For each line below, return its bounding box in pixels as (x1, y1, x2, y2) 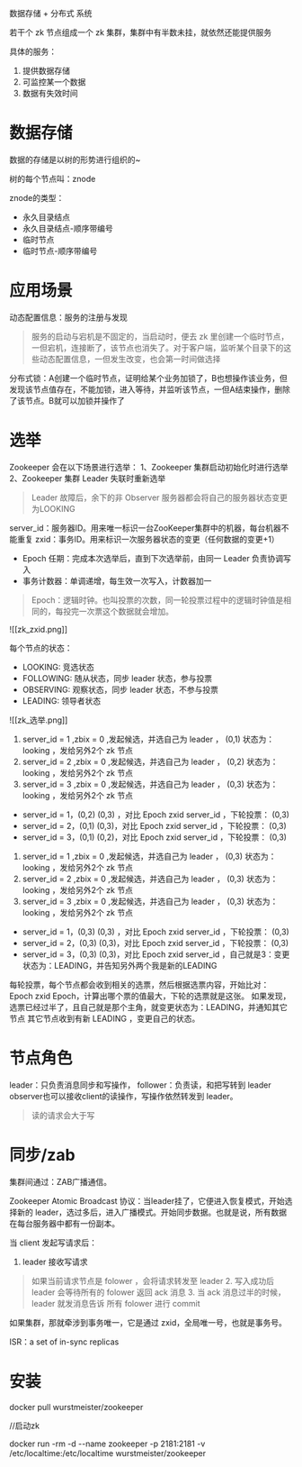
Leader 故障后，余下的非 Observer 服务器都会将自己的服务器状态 (31, 492, 272, 503)
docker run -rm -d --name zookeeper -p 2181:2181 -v (9, 1438, 206, 1449)
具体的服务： (9, 46, 57, 57)
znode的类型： (9, 192, 65, 203)
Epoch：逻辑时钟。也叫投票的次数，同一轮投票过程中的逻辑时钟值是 (31, 594, 284, 606)
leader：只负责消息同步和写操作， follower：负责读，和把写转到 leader (9, 1080, 271, 1090)
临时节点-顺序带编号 (22, 245, 98, 256)
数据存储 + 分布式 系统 (9, 8, 93, 18)
